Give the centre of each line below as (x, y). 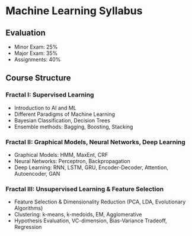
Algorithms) (28, 208)
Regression (28, 227)
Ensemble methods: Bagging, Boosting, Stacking (73, 127)
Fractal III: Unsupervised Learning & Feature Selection (85, 189)
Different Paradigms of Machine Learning (65, 114)
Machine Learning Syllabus (74, 11)
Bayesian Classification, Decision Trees (62, 120)
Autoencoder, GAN (37, 173)
